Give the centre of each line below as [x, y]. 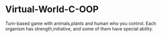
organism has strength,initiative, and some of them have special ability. [79, 28]
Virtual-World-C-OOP [52, 9]
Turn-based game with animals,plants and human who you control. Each [81, 23]
